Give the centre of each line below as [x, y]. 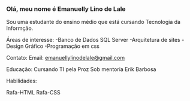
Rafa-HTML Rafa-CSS [34, 93]
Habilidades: [22, 81]
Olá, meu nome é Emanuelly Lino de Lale [66, 9]
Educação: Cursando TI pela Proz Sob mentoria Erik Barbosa [81, 69]
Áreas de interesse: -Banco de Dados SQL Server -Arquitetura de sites [94, 40]
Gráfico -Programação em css [62, 46]
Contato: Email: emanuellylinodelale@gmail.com [65, 58]
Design [15, 46]
